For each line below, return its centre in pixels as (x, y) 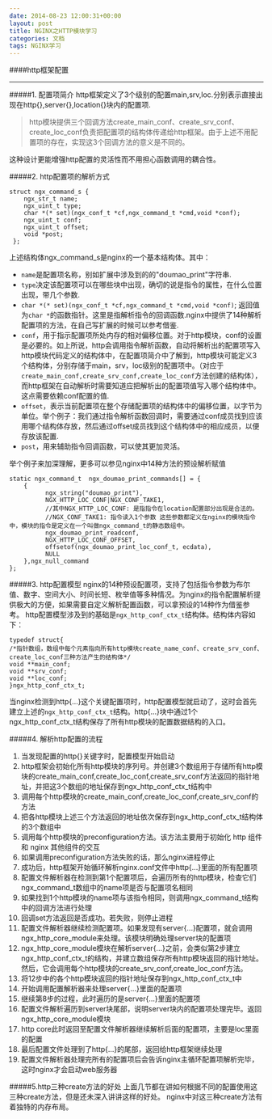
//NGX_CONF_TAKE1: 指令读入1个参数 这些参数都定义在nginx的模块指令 (151, 517)
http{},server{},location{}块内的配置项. (87, 105)
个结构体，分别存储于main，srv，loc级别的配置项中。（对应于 (122, 365)
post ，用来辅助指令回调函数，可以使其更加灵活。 (103, 446)
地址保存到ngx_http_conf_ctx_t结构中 (151, 787)
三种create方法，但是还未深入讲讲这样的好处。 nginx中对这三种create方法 (132, 1097)
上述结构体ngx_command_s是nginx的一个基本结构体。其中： (110, 258)
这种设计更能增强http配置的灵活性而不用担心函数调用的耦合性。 (115, 159)
